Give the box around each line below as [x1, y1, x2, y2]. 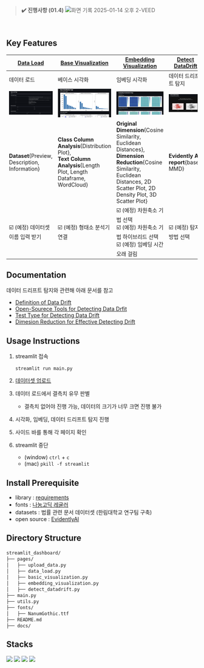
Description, [8, 158, 39, 166]
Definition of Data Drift [15, 299, 72, 306]
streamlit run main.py [15, 366, 73, 372]
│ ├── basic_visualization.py [6, 574, 88, 580]
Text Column [57, 155, 91, 163]
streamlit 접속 [15, 353, 49, 360]
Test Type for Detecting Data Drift [15, 312, 100, 319]
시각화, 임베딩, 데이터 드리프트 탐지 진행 [15, 416, 109, 423]
